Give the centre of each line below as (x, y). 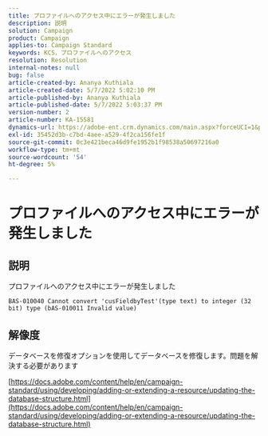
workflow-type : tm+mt (44, 150)
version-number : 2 (39, 113)
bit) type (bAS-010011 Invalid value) (73, 309)
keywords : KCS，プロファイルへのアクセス (70, 53)
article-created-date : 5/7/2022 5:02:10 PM (82, 90)
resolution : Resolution (48, 61)
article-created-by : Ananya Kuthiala (71, 82)
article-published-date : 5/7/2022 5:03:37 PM (85, 105)
